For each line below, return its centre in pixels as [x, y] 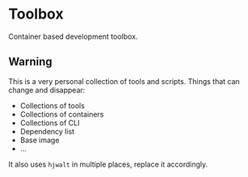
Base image [40, 140]
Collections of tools [52, 105]
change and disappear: [47, 90]
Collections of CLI [50, 123]
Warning [30, 62]
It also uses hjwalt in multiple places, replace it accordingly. [108, 164]
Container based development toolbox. [73, 36]
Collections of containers [62, 114]
